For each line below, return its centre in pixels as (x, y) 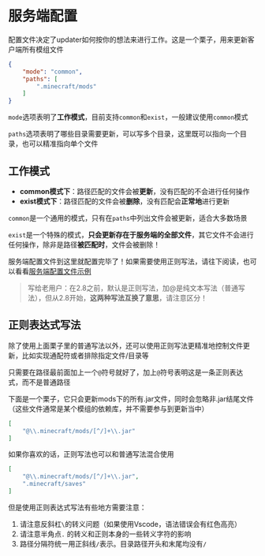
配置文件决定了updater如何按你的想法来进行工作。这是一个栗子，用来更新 (128, 39)
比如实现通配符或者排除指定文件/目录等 (86, 355)
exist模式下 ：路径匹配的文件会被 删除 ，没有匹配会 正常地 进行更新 (125, 201)
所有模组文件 (43, 49)
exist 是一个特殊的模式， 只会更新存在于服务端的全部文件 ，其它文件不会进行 (131, 235)
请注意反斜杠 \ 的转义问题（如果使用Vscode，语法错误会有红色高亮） (131, 524)
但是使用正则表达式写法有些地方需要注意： (77, 507)
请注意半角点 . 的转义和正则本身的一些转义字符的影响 (105, 534)
